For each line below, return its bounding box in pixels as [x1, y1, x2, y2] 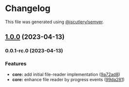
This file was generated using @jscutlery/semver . [5, 19, 104, 25]
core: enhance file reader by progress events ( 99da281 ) [12, 76, 125, 82]
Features [5, 60, 27, 67]
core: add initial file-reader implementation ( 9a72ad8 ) [12, 71, 120, 77]
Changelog [5, 3, 51, 14]
